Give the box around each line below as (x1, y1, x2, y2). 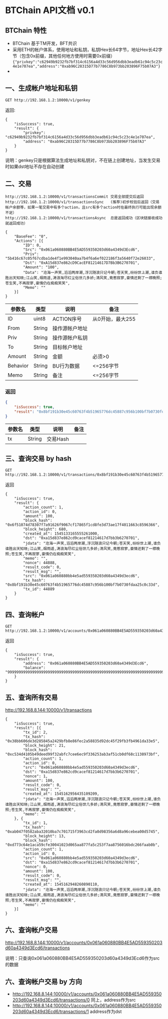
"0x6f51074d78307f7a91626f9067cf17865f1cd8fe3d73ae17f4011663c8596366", (5, 523, 160, 528)
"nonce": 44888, (23, 560, 57, 566)
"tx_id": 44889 (23, 587, 55, 592)
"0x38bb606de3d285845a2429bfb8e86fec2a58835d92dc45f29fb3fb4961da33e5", (5, 738, 160, 744)
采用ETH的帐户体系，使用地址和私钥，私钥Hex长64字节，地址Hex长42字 (12, 47, 162, 53)
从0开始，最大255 (92, 315, 136, 322)
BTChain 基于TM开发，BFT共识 (12, 41, 77, 46)
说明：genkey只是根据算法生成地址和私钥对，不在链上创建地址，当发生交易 (5, 157, 161, 163)
